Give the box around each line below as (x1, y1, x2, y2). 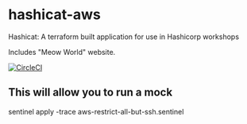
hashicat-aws (8, 6, 102, 24)
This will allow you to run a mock (8, 86, 173, 99)
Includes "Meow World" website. (8, 47, 116, 56)
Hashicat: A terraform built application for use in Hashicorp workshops (8, 32, 240, 41)
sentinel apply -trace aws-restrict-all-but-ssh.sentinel (8, 107, 184, 116)
